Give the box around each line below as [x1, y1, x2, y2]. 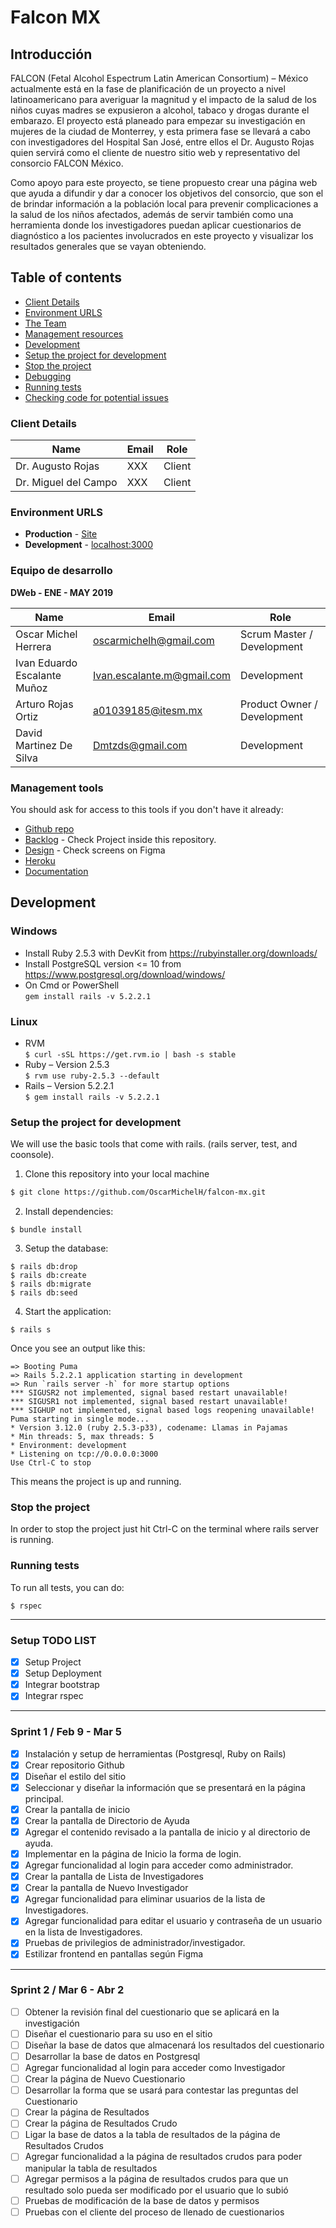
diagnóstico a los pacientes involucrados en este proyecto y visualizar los [10, 230, 314, 241]
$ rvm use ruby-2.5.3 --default [24, 1071, 160, 1081]
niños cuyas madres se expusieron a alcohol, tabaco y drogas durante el [10, 104, 310, 116]
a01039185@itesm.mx [92, 703, 203, 717]
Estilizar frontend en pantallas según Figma [24, 1948, 204, 1960]
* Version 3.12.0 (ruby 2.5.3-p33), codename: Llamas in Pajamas [10, 1423, 288, 1433]
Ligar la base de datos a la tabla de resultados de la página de [24, 2129, 281, 2141]
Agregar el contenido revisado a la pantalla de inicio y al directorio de [24, 1826, 311, 1838]
